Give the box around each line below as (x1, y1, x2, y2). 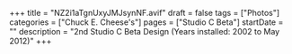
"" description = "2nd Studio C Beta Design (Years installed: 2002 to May (9, 27, 280, 36)
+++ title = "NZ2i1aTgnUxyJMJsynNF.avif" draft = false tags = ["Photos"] (9, 8, 280, 18)
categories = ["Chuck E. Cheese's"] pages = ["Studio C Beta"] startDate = (9, 17, 284, 27)
